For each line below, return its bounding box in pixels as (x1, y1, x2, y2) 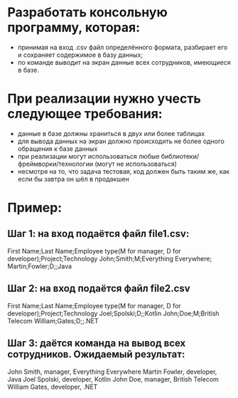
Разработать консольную (7, 4, 168, 21)
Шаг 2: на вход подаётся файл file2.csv (7, 283, 190, 295)
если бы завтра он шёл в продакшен (17, 174, 129, 183)
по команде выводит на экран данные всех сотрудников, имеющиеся (17, 58, 231, 66)
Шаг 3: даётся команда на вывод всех (7, 337, 186, 350)
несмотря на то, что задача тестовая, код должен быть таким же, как (17, 167, 230, 175)
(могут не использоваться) (94, 159, 178, 168)
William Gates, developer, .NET (7, 382, 98, 391)
